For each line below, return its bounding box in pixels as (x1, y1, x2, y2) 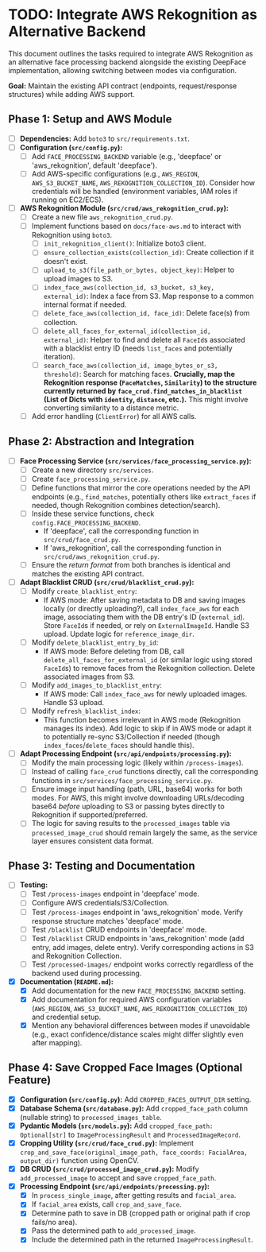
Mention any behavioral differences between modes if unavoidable (31, 1020, 250, 1030)
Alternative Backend (8, 22, 146, 41)
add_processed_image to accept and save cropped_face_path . (19, 1173, 217, 1183)
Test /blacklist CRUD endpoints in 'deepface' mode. (31, 924, 207, 934)
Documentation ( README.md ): (19, 976, 114, 986)
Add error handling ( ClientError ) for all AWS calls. (31, 411, 197, 421)
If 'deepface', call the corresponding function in (43, 526, 199, 536)
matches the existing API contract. (31, 568, 145, 578)
